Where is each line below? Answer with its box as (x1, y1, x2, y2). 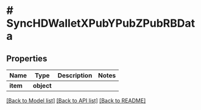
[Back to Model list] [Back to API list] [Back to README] (6, 97, 146, 104)
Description (57, 71, 93, 79)
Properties (6, 53, 48, 63)
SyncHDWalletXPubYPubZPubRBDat (6, 16, 196, 30)
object (32, 82, 52, 89)
